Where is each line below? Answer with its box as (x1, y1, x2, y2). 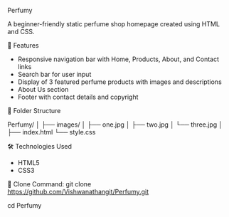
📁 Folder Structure (7, 107, 61, 115)
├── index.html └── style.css (7, 128, 96, 136)
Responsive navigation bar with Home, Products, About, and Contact (17, 55, 219, 63)
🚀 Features (7, 41, 39, 49)
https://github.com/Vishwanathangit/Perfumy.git (7, 188, 149, 196)
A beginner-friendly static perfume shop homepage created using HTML (7, 20, 220, 28)
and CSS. (7, 28, 35, 36)
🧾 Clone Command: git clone (7, 180, 92, 188)
